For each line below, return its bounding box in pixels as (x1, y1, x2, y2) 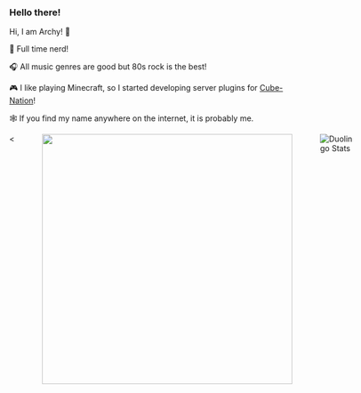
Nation (9, 95, 34, 106)
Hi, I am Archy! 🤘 (9, 27, 71, 37)
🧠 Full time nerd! (9, 44, 69, 54)
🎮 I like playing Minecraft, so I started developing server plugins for (9, 83, 258, 93)
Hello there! (9, 6, 61, 19)
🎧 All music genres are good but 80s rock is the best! (9, 61, 207, 72)
